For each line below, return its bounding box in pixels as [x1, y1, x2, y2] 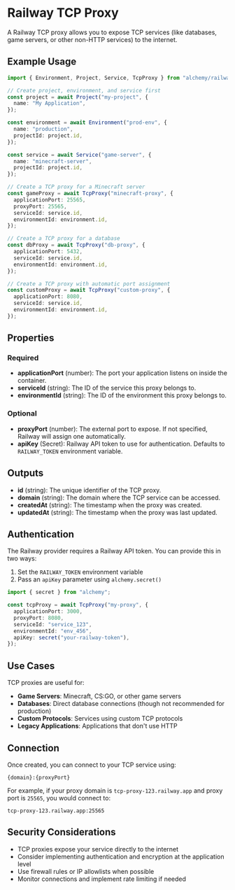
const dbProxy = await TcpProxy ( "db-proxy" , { [7, 241, 145, 249]
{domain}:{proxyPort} [7, 774, 71, 781]
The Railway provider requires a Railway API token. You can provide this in [7, 547, 222, 556]
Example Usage [7, 56, 77, 68]
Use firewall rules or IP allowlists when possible [17, 867, 155, 875]
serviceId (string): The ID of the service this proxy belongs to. [17, 383, 197, 393]
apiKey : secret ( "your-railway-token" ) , [13, 634, 130, 641]
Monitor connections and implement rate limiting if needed [17, 875, 187, 883]
